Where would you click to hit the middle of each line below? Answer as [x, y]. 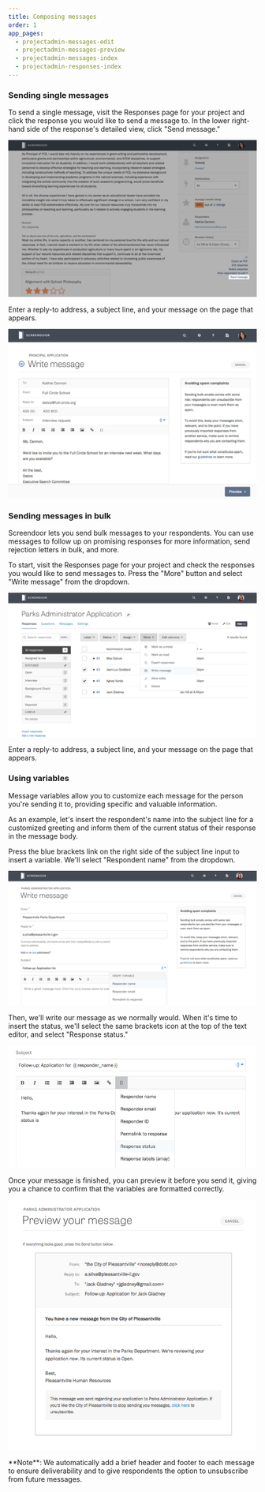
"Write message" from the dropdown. [69, 581]
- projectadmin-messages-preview [70, 50]
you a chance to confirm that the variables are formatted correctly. [116, 1188]
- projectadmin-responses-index [69, 67]
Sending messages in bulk [60, 515]
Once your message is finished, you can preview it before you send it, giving [132, 1180]
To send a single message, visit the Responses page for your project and [127, 112]
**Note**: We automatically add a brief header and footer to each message [131, 1462]
